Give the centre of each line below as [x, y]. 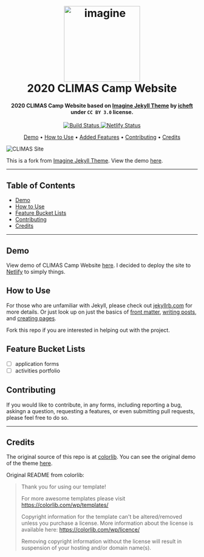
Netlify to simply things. [36, 272]
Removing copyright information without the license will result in [101, 541]
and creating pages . [31, 318]
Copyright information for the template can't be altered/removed [101, 517]
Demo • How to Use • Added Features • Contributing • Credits [102, 137]
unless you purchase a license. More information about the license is [107, 523]
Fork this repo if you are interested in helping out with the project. [88, 330]
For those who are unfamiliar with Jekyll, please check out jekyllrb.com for [100, 305]
